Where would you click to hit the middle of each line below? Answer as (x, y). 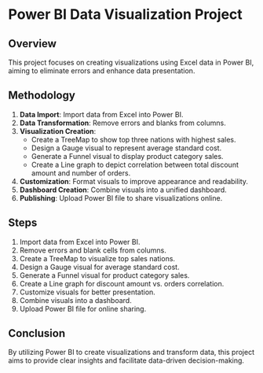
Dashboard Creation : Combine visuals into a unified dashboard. (123, 190)
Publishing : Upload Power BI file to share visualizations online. (121, 198)
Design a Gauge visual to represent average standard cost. (126, 148)
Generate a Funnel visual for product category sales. (104, 275)
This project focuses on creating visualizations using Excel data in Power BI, (131, 62)
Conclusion (37, 333)
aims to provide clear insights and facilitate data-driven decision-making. (126, 360)
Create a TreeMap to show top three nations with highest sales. (134, 139)
